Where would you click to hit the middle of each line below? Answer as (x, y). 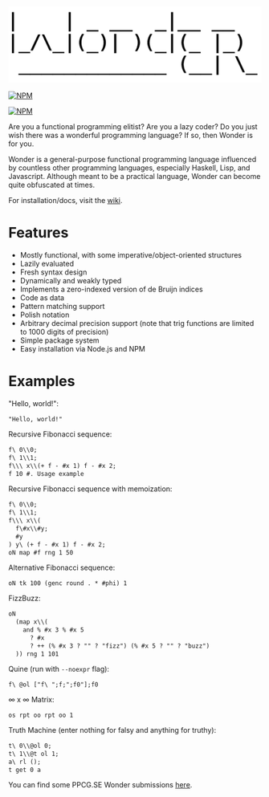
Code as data (42, 298)
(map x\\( (32, 622)
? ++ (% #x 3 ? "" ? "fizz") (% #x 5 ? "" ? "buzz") (120, 646)
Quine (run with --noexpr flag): (59, 669)
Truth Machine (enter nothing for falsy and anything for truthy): (112, 730)
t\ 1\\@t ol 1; (34, 754)
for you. (21, 144)
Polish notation (45, 315)
